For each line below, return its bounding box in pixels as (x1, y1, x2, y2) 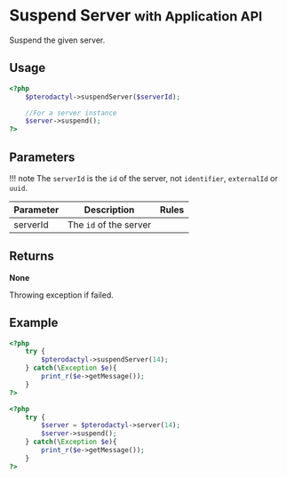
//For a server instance (25, 108, 117, 117)
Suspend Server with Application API (9, 5, 263, 26)
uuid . (9, 182, 28, 193)
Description (84, 203, 135, 216)
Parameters (9, 149, 76, 164)
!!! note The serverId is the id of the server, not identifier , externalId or (9, 172, 278, 183)
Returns (9, 249, 55, 264)
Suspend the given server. (9, 35, 106, 45)
